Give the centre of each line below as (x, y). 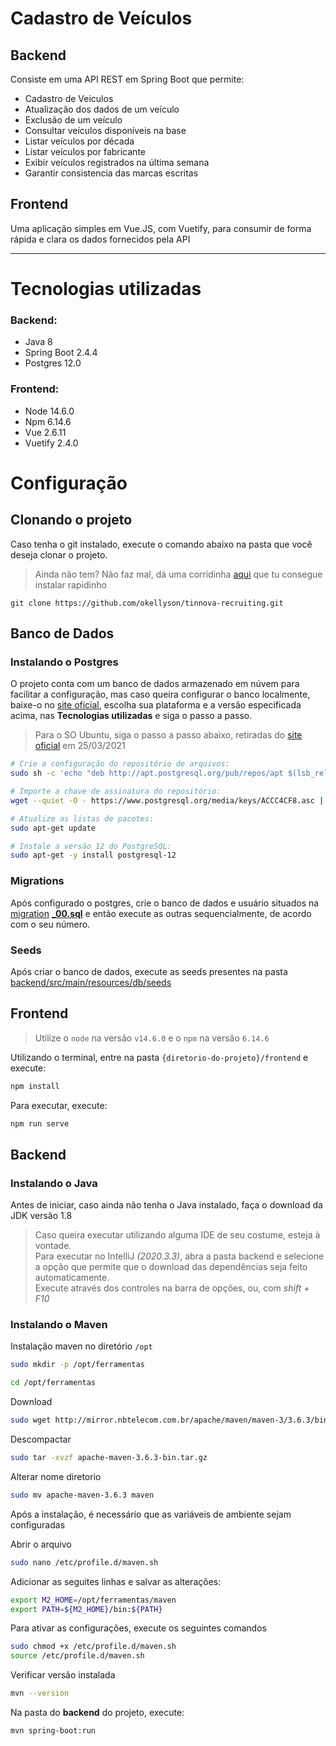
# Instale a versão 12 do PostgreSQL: (91, 846)
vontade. (53, 1246)
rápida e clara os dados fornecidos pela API (100, 239)
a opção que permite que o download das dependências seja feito (171, 1267)
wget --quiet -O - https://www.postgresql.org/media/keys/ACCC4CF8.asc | (167, 800)
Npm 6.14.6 (48, 421)
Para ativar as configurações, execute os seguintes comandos (138, 1628)
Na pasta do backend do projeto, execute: (97, 1713)
